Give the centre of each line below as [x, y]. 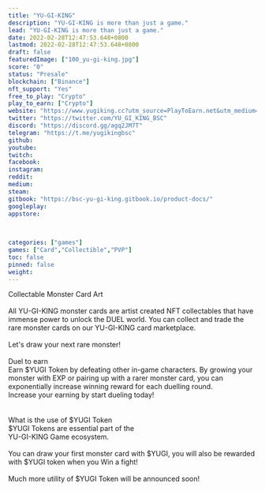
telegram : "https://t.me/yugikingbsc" [72, 133]
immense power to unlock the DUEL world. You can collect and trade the [126, 320]
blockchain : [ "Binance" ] [49, 81]
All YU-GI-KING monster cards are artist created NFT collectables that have [131, 311]
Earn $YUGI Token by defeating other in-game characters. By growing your [131, 370]
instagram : [26, 170]
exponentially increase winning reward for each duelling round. [110, 387]
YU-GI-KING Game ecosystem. [58, 437]
